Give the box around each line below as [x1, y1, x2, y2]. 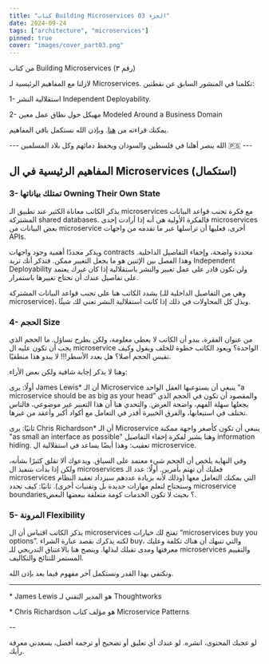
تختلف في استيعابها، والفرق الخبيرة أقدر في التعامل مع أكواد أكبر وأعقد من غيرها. [9, 408, 248, 417]
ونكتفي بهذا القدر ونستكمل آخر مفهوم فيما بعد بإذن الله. [9, 568, 174, 579]
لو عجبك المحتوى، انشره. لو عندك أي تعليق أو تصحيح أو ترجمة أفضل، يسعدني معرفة [9, 638, 258, 647]
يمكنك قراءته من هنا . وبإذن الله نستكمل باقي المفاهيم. [9, 125, 169, 135]
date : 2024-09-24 [9, 19, 67, 27]
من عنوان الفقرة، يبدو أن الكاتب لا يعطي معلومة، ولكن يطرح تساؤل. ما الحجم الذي [9, 334, 253, 344]
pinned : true [9, 34, 53, 42]
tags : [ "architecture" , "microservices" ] [9, 26, 149, 34]
